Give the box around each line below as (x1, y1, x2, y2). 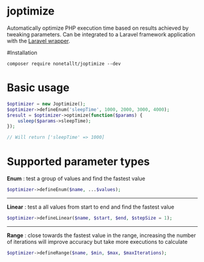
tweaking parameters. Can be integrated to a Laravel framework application (7, 30, 196, 38)
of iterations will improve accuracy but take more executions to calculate (7, 238, 188, 245)
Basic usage (7, 81, 70, 95)
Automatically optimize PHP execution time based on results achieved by (7, 24, 189, 32)
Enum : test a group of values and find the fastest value (7, 175, 146, 183)
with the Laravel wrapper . (7, 37, 70, 44)
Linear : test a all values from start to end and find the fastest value (7, 203, 174, 210)
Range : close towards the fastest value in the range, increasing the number (7, 232, 196, 239)
